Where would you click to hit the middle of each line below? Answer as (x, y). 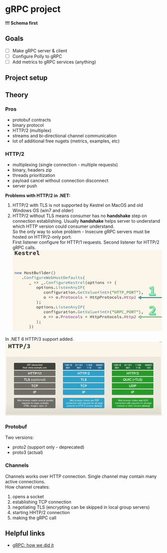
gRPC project (33, 9)
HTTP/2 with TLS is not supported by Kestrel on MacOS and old (78, 205)
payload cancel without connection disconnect (60, 181)
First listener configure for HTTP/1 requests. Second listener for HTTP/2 (86, 242)
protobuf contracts (32, 120)
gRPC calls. (24, 248)
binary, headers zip (32, 170)
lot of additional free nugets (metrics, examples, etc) (66, 141)
